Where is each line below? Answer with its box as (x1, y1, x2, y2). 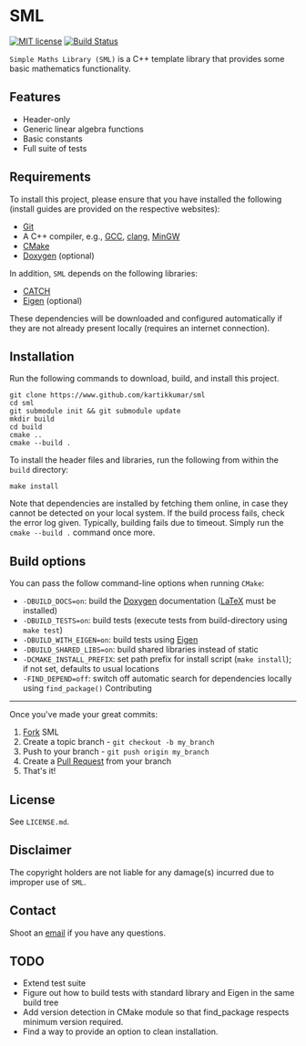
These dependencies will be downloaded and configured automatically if (9, 312, 283, 324)
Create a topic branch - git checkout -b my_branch (22, 737, 215, 748)
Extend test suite (22, 978, 87, 988)
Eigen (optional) (22, 295, 83, 306)
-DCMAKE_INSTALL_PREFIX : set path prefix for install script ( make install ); (22, 654, 291, 664)
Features (9, 89, 61, 105)
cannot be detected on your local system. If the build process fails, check (9, 507, 285, 518)
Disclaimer (9, 842, 72, 858)
